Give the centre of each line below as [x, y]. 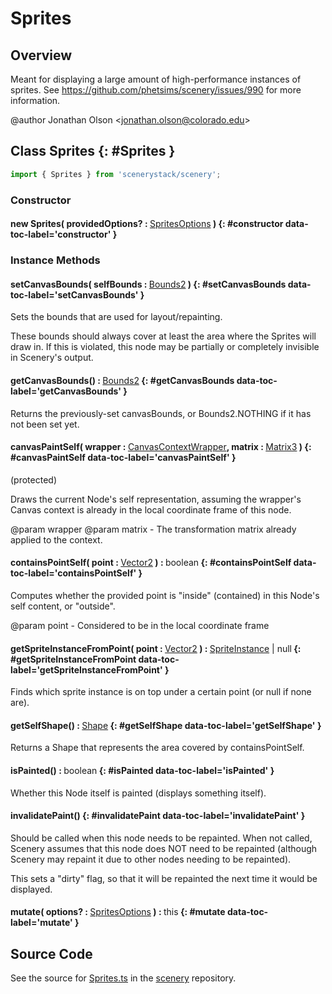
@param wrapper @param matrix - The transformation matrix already [153, 529]
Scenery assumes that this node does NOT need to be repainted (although [164, 848]
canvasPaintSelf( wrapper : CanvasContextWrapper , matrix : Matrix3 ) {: [161, 447]
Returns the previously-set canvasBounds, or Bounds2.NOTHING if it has [161, 413]
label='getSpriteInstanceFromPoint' [86, 669]
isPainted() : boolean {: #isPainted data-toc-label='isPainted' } [142, 770]
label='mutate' [41, 923]
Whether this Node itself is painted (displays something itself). [138, 793]
